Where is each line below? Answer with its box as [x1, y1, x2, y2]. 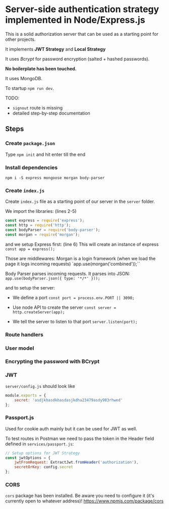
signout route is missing [12, 104, 63, 110]
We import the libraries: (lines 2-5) [5, 208, 77, 214]
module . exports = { [5, 392, 46, 398]
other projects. [5, 36, 36, 42]
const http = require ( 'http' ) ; [5, 223, 71, 228]
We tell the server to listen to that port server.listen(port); [12, 318, 138, 324]
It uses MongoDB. [5, 75, 43, 81]
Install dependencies [5, 164, 58, 171]
